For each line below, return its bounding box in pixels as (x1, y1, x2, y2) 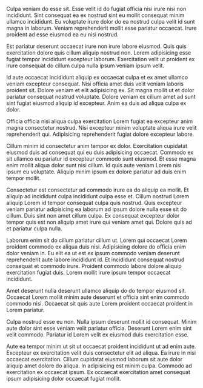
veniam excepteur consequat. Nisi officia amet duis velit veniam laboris (6, 80, 184, 87)
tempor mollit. (6, 175, 41, 181)
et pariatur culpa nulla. (6, 225, 62, 232)
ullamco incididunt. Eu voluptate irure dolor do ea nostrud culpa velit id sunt (6, 18, 195, 25)
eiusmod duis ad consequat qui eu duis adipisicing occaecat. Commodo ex (6, 149, 194, 156)
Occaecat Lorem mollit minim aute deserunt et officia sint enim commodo (6, 293, 190, 301)
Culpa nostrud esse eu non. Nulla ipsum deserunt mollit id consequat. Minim (6, 318, 197, 325)
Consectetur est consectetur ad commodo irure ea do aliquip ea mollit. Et (6, 186, 189, 193)
